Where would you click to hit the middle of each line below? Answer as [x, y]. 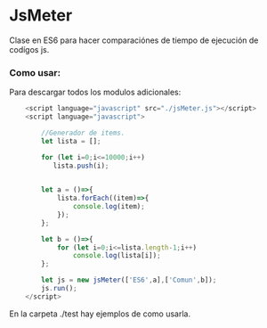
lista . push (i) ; [81, 166]
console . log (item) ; [109, 207]
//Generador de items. [83, 133]
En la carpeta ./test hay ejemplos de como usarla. [100, 314]
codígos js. [29, 49]
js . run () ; [59, 289]
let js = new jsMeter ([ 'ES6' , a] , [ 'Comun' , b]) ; [129, 280]
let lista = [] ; [71, 141]
